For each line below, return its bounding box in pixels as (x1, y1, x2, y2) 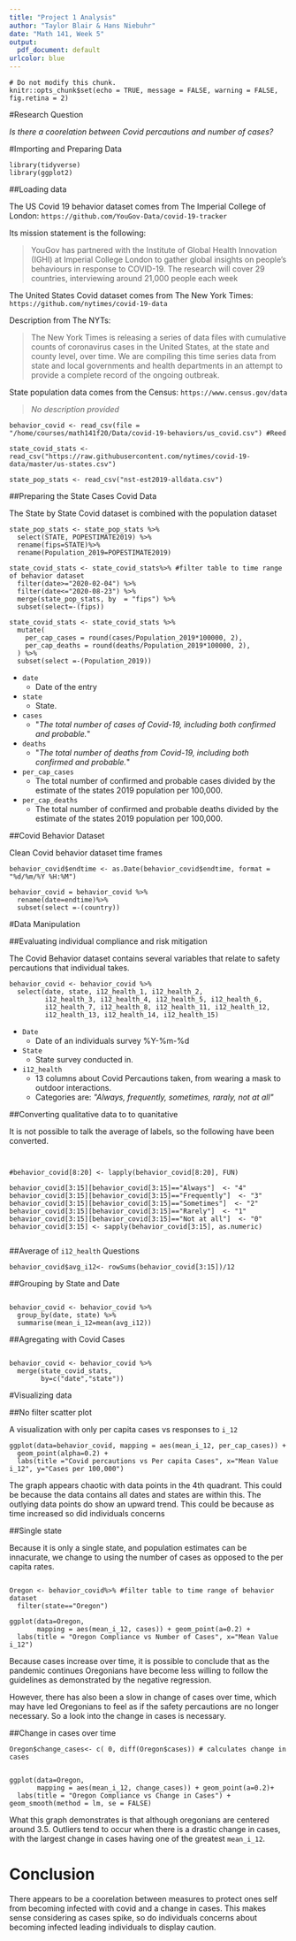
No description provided (30, 404, 119, 414)
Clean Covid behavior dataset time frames (9, 848, 163, 858)
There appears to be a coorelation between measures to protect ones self (9, 1893, 278, 1904)
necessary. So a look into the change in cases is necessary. (9, 1711, 227, 1721)
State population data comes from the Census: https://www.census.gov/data (9, 387, 288, 397)
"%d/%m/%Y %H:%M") (9, 872, 77, 881)
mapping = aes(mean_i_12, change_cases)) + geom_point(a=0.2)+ (36, 1784, 275, 1792)
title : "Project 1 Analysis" (9, 12, 117, 22)
